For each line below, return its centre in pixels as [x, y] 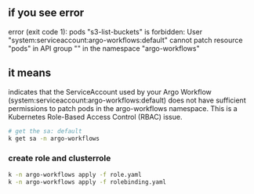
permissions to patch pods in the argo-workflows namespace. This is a [123, 108]
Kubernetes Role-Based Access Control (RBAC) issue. [95, 117]
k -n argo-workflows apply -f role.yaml [75, 174]
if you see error [46, 13]
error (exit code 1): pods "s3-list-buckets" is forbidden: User [105, 31]
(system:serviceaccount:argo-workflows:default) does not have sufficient [127, 100]
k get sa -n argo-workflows [54, 138]
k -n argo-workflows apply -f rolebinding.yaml [87, 182]
